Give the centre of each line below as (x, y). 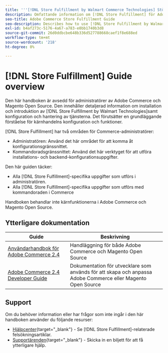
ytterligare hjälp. (29, 346)
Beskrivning (115, 237)
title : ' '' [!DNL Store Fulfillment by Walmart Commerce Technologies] (80, 10)
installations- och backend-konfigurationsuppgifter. (65, 157)
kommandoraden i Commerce (43, 192)
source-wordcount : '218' (31, 42)
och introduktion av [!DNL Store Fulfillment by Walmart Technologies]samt (81, 111)
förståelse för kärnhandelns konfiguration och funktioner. (64, 122)
